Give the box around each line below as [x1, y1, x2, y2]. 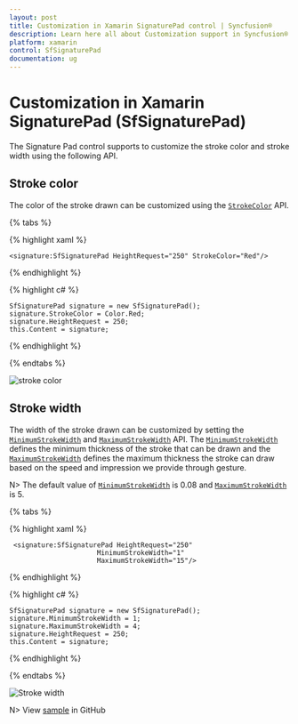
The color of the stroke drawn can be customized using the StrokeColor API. [9, 199, 289, 210]
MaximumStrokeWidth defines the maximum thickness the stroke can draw [9, 453, 275, 463]
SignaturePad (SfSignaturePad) [9, 112, 246, 132]
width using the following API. [9, 150, 118, 161]
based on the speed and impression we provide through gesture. [9, 462, 247, 472]
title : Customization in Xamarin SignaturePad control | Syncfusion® [9, 21, 273, 30]
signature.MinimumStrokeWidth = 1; [9, 614, 141, 623]
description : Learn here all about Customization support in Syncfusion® [9, 29, 289, 38]
